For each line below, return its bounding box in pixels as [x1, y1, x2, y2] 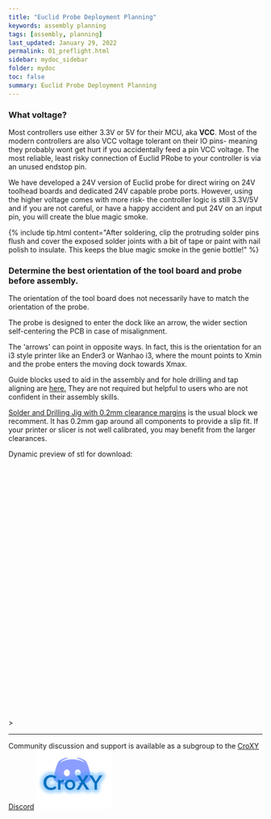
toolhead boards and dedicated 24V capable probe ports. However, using [8, 186, 253, 196]
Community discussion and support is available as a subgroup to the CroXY [8, 741, 260, 751]
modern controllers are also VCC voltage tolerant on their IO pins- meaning [8, 136, 258, 146]
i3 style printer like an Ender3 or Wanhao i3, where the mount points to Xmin [8, 350, 262, 360]
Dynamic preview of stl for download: [8, 449, 133, 459]
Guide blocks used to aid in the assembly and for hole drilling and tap [8, 375, 239, 384]
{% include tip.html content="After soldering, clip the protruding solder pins [8, 227, 260, 237]
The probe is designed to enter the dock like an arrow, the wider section [8, 318, 248, 328]
